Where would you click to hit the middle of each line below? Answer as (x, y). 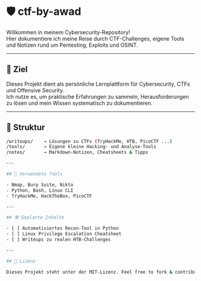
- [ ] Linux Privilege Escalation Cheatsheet (64, 234)
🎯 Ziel (17, 70)
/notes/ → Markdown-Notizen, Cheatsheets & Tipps (77, 152)
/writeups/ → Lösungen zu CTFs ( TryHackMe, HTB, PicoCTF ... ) (89, 141)
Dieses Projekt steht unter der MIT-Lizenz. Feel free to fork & (89, 272)
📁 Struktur (26, 127)
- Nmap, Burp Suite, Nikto (40, 185)
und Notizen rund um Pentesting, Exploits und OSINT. (72, 45)
